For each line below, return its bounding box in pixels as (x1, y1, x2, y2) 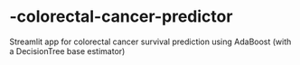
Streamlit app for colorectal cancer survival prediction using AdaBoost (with (9, 36, 292, 47)
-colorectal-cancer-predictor (9, 6, 233, 27)
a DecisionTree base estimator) (9, 45, 126, 56)
